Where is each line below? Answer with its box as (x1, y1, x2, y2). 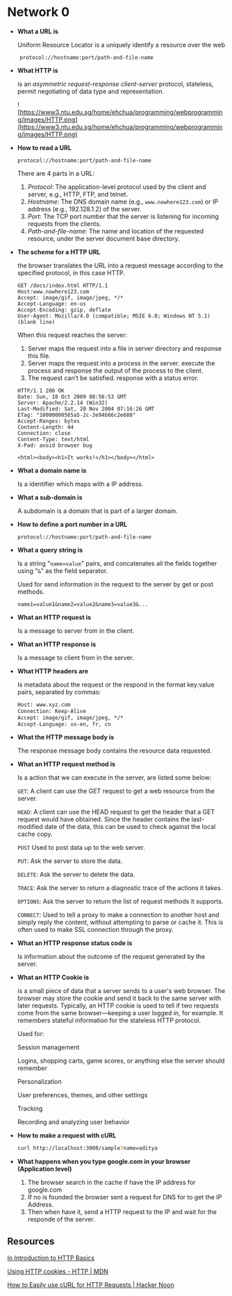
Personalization (17, 1078, 63, 1086)
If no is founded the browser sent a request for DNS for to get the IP (27, 1193, 222, 1201)
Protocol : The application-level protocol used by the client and (27, 182, 206, 191)
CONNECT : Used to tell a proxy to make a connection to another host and (17, 911, 220, 919)
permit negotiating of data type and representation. (17, 87, 165, 95)
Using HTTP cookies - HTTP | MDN (7, 1268, 109, 1276)
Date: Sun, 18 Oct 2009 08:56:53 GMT (17, 393, 127, 400)
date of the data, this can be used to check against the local (44, 823, 216, 831)
